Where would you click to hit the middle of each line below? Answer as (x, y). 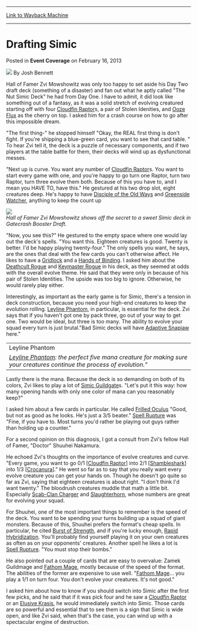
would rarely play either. (35, 285)
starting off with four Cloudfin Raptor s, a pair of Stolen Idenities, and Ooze (96, 109)
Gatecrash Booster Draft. (36, 224)
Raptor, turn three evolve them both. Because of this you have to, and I (91, 181)
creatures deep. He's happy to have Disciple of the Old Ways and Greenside (98, 194)
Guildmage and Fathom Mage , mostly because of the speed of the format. (96, 566)
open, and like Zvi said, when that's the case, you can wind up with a (89, 615)
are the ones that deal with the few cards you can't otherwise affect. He (93, 254)
